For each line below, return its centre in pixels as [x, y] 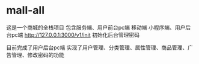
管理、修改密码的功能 [38, 55]
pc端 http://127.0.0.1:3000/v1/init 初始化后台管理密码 [75, 35]
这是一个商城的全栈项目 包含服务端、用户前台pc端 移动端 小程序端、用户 [96, 27]
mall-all [26, 10]
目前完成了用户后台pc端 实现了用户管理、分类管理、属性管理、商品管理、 [97, 47]
